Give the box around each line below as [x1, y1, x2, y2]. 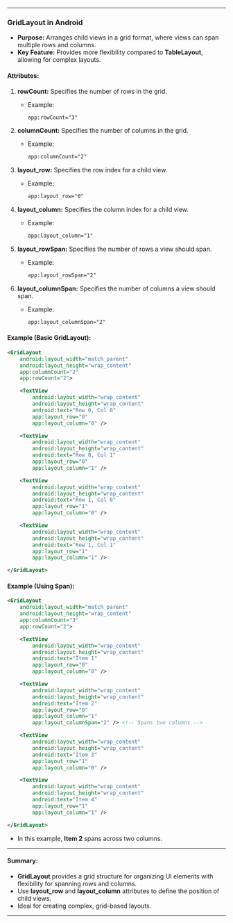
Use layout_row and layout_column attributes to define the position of [17, 887, 220, 895]
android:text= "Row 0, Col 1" [32, 452, 116, 459]
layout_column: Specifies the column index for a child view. [17, 206, 189, 214]
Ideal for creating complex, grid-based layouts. [17, 901, 152, 910]
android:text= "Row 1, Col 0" [32, 496, 116, 504]
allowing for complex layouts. [17, 56, 101, 64]
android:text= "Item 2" [32, 700, 98, 707]
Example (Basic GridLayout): [7, 334, 92, 342]
